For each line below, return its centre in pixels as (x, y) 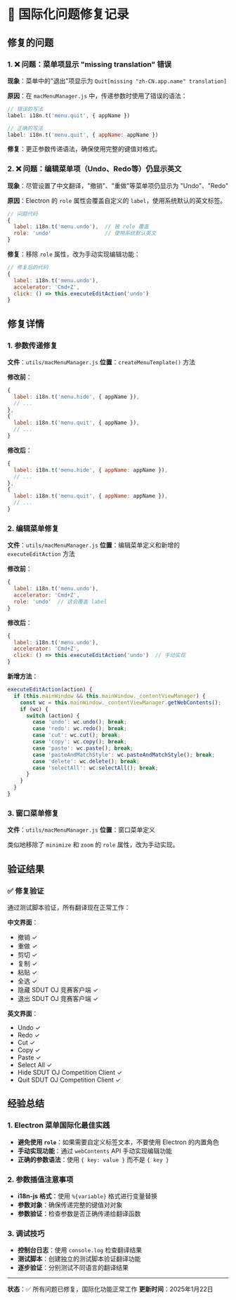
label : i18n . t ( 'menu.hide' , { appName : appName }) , (91, 470)
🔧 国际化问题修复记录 (68, 14)
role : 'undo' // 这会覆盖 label (60, 602)
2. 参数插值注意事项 (40, 1179)
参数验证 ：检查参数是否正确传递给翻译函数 (79, 1213)
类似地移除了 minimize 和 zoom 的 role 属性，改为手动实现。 (93, 845)
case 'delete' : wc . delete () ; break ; (86, 761)
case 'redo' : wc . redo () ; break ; (80, 729)
